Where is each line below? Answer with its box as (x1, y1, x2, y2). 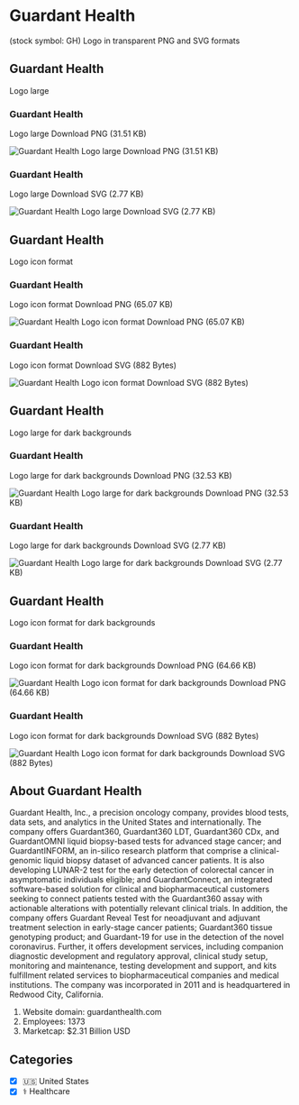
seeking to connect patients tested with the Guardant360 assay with (9, 893, 263, 904)
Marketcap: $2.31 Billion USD (22, 1026, 131, 1037)
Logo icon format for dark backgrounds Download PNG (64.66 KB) (9, 660, 257, 671)
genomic (9, 855, 42, 866)
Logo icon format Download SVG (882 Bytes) (9, 360, 177, 370)
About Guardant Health (9, 783, 142, 799)
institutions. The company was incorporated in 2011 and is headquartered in (9, 980, 291, 991)
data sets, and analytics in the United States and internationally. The (9, 817, 262, 827)
